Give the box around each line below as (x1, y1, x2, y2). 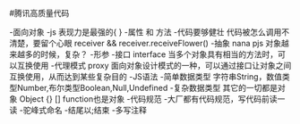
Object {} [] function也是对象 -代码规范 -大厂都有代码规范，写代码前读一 (19, 94, 286, 104)
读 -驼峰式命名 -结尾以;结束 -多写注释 (9, 105, 148, 115)
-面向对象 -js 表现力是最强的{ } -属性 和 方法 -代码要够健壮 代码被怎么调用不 (9, 27, 289, 37)
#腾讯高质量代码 (9, 8, 70, 18)
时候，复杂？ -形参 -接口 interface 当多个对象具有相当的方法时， (39, 49, 279, 60)
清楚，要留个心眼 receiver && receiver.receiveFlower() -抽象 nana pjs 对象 (9, 38, 282, 48)
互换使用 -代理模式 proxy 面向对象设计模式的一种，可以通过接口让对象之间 (16, 61, 292, 70)
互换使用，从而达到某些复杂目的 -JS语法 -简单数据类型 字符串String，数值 (9, 71, 282, 82)
